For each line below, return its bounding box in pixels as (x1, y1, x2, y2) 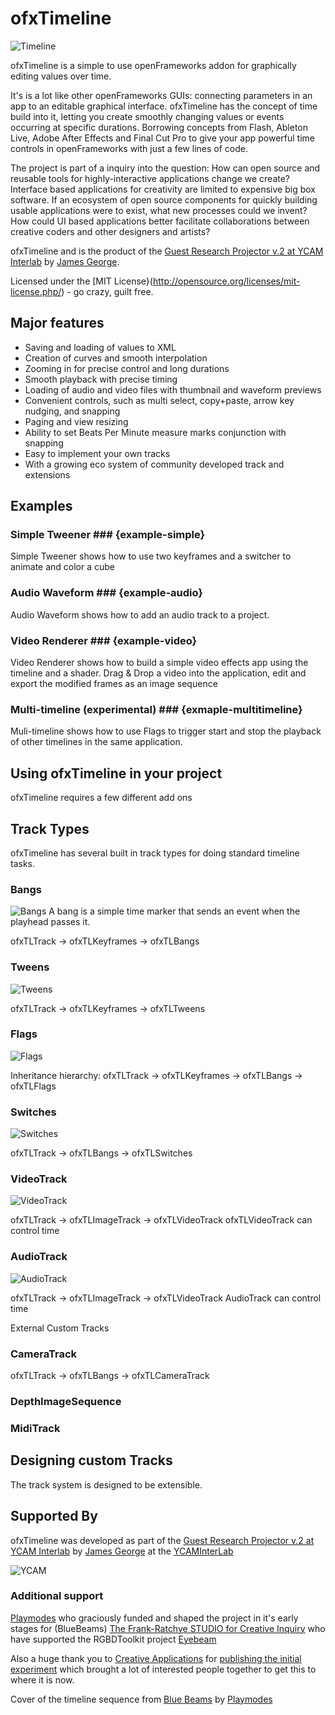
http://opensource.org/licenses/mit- (152, 275, 301, 287)
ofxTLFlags (10, 1080, 57, 1092)
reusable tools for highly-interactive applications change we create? (10, 172, 291, 184)
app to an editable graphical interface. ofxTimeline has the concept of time (10, 100, 318, 112)
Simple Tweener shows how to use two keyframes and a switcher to (10, 550, 292, 562)
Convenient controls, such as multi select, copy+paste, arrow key (24, 394, 295, 406)
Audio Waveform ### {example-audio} (10, 586, 204, 600)
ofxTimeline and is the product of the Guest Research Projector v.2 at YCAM (10, 245, 324, 257)
